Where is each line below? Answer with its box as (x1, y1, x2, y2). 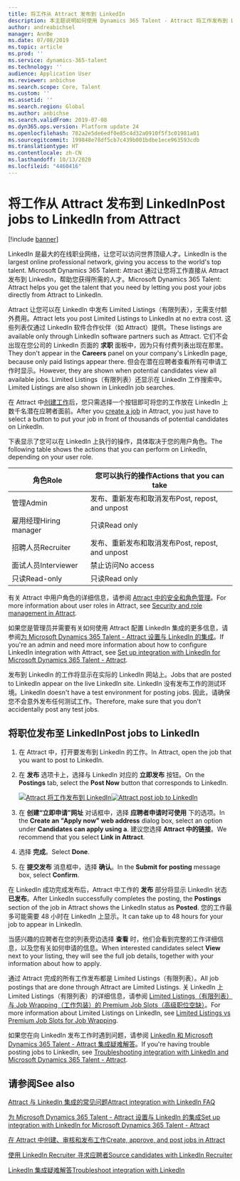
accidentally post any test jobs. (8, 704, 100, 713)
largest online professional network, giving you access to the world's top (8, 257, 221, 266)
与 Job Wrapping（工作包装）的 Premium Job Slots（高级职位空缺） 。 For (8, 1000, 221, 1009)
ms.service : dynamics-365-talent (8, 57, 108, 64)
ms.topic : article (8, 43, 63, 51)
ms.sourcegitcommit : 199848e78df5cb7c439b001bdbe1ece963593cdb (8, 136, 200, 143)
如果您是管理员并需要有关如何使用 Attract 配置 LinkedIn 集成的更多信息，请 (8, 623, 229, 632)
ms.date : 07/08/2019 (8, 37, 70, 44)
